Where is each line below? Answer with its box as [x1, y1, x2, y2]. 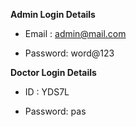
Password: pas [24, 105, 87, 117]
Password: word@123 [24, 47, 115, 59]
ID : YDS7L [24, 86, 70, 98]
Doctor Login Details [10, 67, 97, 78]
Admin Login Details [10, 9, 96, 20]
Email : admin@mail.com [24, 28, 127, 39]
